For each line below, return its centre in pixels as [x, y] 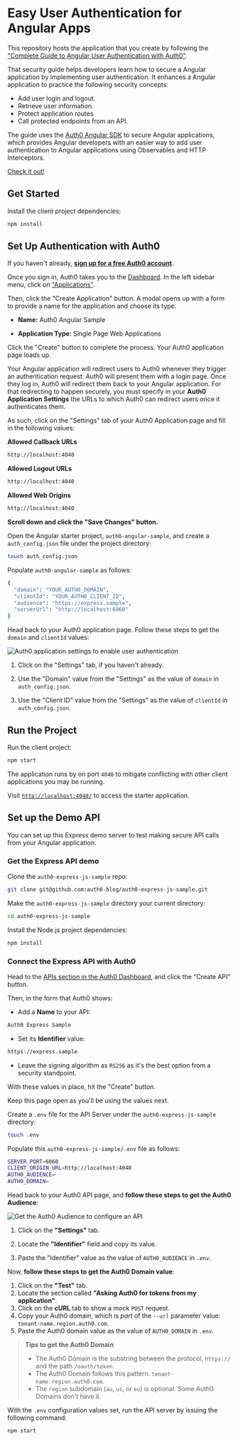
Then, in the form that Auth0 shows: [60, 998]
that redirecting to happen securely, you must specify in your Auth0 [107, 392]
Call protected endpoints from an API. [73, 121]
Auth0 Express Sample [39, 1025]
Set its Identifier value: [51, 1038]
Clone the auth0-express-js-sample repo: [67, 876]
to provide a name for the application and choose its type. [92, 306]
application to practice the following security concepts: [88, 84]
